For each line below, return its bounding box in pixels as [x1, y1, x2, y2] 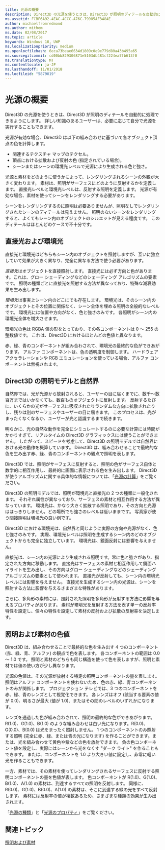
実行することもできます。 [5, 124, 56, 130]
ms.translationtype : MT [5, 58, 54, 63]
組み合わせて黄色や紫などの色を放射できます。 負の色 [26, 739, 135, 745]
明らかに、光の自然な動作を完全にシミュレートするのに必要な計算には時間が [5, 426, 160, 432]
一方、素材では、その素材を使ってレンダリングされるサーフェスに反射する [5, 768, 156, 774]
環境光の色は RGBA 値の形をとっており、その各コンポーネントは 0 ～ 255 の [5, 326, 159, 332]
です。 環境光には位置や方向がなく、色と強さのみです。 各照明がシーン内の [5, 309, 157, 315]
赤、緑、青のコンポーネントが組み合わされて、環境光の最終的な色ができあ [5, 343, 156, 348]
